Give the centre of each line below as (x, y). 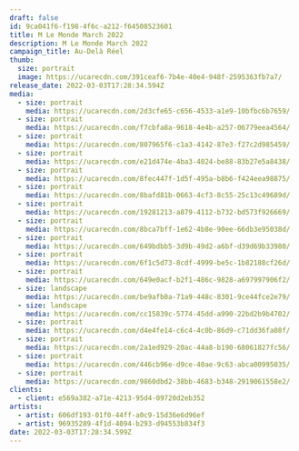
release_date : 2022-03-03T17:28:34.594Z (87, 85)
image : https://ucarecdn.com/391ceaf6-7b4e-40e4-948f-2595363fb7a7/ (150, 77)
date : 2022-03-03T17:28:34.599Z (70, 432)
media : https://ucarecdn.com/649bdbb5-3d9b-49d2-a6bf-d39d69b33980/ (158, 246)
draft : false (34, 18)
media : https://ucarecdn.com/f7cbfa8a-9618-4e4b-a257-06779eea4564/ (158, 128)
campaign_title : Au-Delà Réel (67, 52)
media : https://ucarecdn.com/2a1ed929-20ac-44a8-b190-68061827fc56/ (158, 347)
